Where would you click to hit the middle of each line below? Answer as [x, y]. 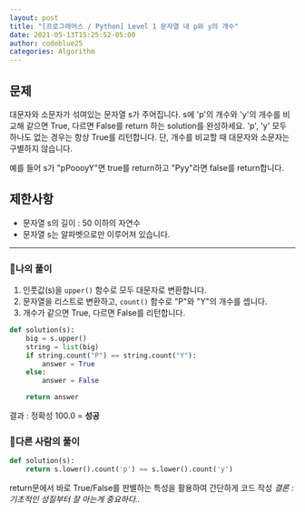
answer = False [71, 381]
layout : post [34, 18]
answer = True [69, 364]
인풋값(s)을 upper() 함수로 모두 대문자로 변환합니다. [114, 290]
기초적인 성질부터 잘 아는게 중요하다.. [75, 499]
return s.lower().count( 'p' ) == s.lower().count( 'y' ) [129, 469]
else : [36, 372]
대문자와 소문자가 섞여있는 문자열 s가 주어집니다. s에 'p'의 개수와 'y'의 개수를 [145, 114]
